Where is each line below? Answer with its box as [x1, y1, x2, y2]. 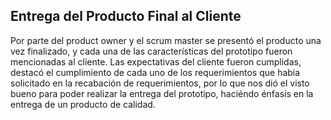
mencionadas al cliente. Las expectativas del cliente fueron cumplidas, [10, 55, 302, 68]
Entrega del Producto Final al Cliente [10, 8, 242, 25]
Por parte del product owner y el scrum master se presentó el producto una [10, 34, 322, 46]
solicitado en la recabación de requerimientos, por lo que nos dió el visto [10, 77, 310, 89]
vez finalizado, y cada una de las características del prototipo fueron [10, 45, 293, 57]
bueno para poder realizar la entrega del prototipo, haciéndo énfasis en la [10, 87, 314, 99]
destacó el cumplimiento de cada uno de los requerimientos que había [10, 66, 301, 78]
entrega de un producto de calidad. [10, 98, 156, 110]
